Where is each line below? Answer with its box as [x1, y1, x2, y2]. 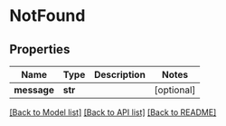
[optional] [154, 83, 196, 96]
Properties [9, 42, 71, 57]
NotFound [9, 5, 86, 26]
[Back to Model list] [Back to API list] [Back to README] [9, 107, 217, 118]
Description [93, 69, 146, 81]
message [14, 83, 54, 96]
